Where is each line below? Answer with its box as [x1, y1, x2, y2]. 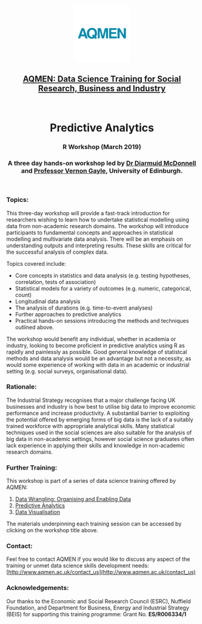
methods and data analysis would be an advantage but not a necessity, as [6, 355, 192, 362]
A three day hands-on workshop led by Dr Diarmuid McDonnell [7, 159, 197, 167]
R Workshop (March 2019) [62, 142, 141, 151]
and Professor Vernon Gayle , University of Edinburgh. [21, 166, 183, 175]
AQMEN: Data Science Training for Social [22, 74, 181, 85]
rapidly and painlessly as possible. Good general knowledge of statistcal [6, 348, 187, 355]
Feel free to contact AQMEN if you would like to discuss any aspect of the [6, 555, 190, 563]
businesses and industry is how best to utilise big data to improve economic [6, 403, 196, 410]
